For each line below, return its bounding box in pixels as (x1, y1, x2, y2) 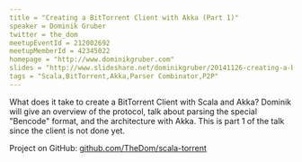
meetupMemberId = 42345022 (9, 47, 111, 56)
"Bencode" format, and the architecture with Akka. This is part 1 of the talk (9, 115, 285, 126)
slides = (9, 64, 42, 73)
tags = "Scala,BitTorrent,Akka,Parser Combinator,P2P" (9, 72, 219, 81)
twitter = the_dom (9, 30, 78, 39)
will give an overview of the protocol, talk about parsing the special (9, 105, 258, 117)
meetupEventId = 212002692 (9, 38, 111, 48)
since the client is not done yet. (9, 125, 126, 136)
